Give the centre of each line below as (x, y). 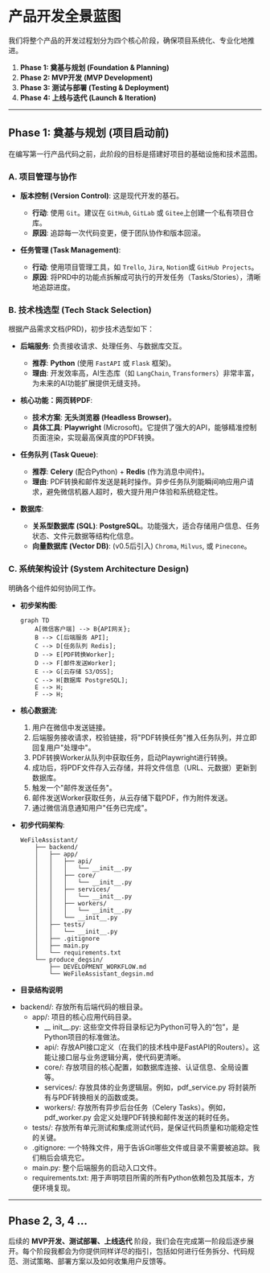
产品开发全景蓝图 (65, 16)
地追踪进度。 (53, 287)
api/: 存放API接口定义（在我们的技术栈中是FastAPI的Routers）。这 (152, 1047)
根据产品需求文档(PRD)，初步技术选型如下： (82, 329)
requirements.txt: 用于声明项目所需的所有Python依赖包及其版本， (140, 1177)
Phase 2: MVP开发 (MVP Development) (86, 77)
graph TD (35, 620)
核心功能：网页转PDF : (56, 400)
